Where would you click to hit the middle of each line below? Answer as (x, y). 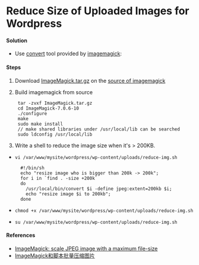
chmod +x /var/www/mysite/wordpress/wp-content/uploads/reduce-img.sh (104, 211)
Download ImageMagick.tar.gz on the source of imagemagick (90, 80)
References (21, 235)
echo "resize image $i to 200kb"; (68, 194)
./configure (32, 113)
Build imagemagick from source (54, 92)
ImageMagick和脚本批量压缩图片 (55, 255)
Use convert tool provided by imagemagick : (68, 54)
